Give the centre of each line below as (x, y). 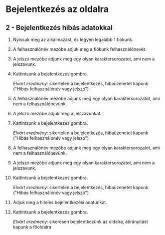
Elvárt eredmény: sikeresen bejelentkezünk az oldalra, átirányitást (81, 222)
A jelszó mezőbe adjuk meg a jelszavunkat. (57, 114)
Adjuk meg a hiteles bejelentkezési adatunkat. (60, 202)
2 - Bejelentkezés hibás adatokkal (59, 28)
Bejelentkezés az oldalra (57, 9)
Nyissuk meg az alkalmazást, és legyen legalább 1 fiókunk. (73, 39)
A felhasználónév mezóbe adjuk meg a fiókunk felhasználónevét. (80, 49)
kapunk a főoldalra (32, 227)
